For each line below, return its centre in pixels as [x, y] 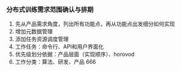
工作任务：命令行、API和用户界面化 [60, 47]
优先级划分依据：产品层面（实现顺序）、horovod [75, 54]
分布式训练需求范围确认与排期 [50, 9]
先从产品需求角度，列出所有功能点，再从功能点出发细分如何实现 [95, 24]
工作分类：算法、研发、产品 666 [55, 62]
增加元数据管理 [34, 32]
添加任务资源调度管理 [42, 39]
